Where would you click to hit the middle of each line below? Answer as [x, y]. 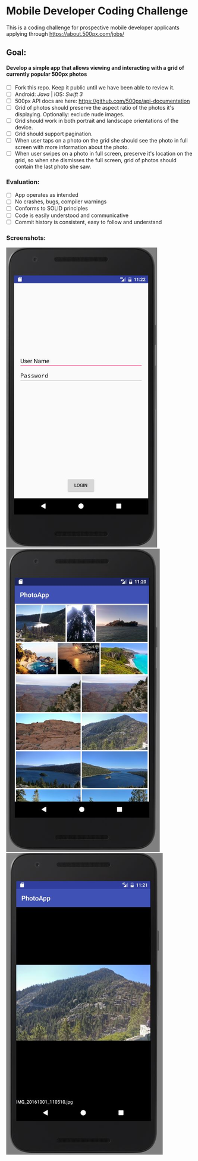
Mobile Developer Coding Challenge [97, 11]
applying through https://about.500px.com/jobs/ [65, 33]
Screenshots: [26, 238]
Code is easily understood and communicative [72, 215]
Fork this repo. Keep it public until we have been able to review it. [95, 87]
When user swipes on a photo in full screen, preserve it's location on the [103, 153]
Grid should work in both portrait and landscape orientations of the [97, 120]
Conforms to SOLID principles [51, 208]
